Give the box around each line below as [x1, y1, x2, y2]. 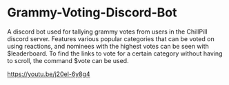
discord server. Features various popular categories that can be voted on [7, 34, 215, 42]
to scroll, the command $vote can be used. [7, 56, 129, 64]
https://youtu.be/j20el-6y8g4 [7, 70, 91, 78]
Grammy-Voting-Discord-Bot [7, 5, 177, 21]
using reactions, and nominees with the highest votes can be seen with [7, 42, 209, 50]
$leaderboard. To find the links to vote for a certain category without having [7, 49, 223, 58]
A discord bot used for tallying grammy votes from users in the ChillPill [7, 27, 208, 36]
